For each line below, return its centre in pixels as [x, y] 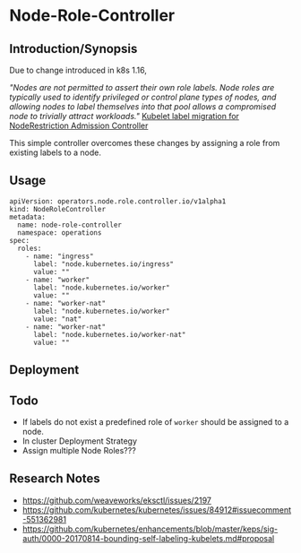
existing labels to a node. [55, 152]
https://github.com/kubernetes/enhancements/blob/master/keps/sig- [150, 529]
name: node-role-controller [70, 225]
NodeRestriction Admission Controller [79, 125]
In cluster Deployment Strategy [79, 441]
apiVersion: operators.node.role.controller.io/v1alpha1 [118, 201]
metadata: [28, 217]
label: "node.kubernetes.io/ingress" [103, 264]
